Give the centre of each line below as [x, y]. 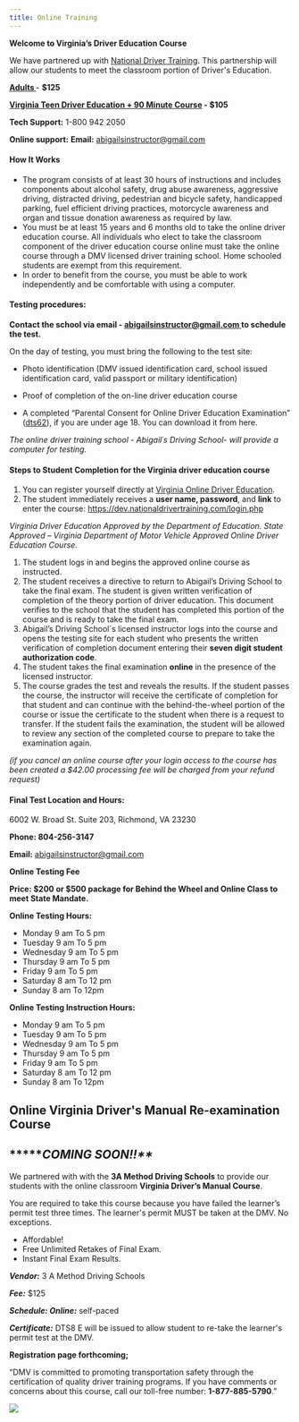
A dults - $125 [35, 87]
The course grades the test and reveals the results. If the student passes [156, 686]
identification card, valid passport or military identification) [130, 379]
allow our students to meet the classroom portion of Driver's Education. [141, 70]
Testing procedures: [48, 304]
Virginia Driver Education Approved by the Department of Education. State [146, 526]
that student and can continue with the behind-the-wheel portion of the [154, 705]
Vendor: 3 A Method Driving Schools [77, 1275]
